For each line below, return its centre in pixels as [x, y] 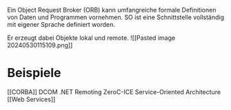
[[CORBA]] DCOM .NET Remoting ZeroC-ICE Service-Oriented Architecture [114, 91]
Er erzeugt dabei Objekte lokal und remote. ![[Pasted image [91, 38]
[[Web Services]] [31, 99]
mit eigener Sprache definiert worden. [61, 24]
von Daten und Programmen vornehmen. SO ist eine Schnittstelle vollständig [116, 17]
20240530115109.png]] [40, 45]
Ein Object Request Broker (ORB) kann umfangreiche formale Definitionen [112, 10]
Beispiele [34, 73]
